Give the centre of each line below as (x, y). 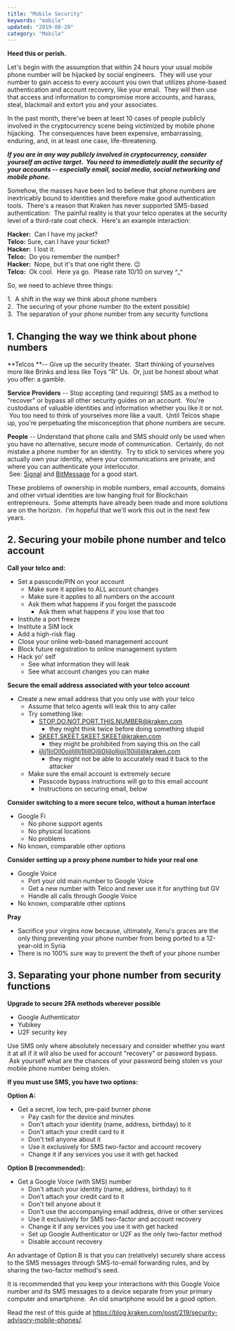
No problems (47, 838)
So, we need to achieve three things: (61, 286)
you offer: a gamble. (37, 379)
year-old (30, 945)
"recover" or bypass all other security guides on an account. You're (106, 401)
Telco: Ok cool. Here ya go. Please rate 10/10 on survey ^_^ (95, 272)
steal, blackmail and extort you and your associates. (83, 105)
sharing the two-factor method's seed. (63, 1270)
